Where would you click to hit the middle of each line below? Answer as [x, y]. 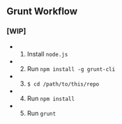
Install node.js [47, 54]
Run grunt [41, 113]
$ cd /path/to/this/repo [63, 84]
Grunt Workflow [42, 11]
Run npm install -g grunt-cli [71, 68]
